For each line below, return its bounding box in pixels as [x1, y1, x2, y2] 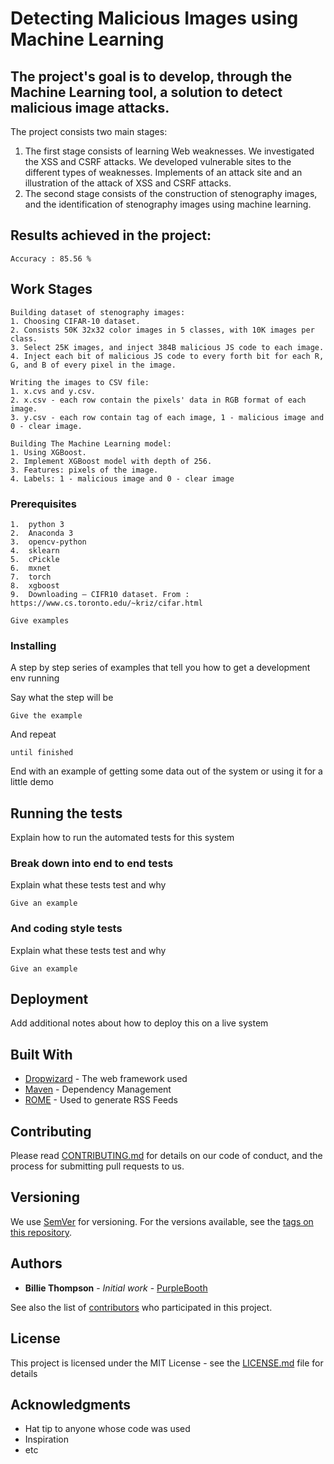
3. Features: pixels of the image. [10, 465, 159, 475]
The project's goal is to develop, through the [10, 68, 293, 85]
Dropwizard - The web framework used [24, 1073, 188, 1085]
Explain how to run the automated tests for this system [10, 832, 235, 844]
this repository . [10, 1226, 73, 1238]
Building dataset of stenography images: [10, 307, 186, 317]
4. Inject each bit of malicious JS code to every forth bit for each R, [10, 351, 325, 361]
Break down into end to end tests [10, 856, 174, 870]
